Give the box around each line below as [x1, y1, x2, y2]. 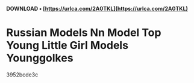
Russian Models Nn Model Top [6, 26, 161, 39]
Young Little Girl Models [6, 39, 128, 53]
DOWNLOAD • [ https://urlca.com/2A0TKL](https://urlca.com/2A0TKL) [6, 5, 189, 12]
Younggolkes [6, 51, 74, 65]
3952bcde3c [6, 71, 39, 78]
